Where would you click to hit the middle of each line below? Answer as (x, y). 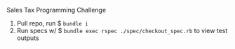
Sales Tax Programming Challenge (56, 10)
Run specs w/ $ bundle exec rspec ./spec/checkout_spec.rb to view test (122, 31)
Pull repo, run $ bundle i (52, 23)
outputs (28, 38)
